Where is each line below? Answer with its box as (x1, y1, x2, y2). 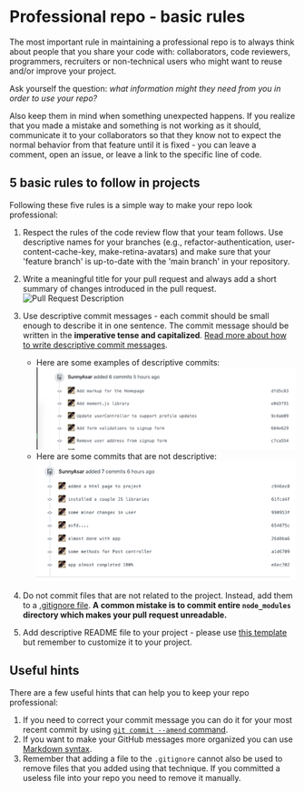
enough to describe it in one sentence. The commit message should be (22, 320, 289, 331)
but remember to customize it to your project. (22, 637, 192, 647)
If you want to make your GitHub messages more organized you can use (22, 734, 293, 745)
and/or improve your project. (9, 65, 117, 76)
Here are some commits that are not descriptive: (35, 451, 218, 462)
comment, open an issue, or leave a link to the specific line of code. (9, 148, 262, 160)
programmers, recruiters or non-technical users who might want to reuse (9, 55, 283, 66)
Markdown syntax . (22, 743, 93, 754)
